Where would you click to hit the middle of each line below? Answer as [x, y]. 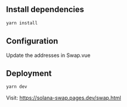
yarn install [22, 23]
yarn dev [17, 87]
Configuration [32, 41]
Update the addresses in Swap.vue [48, 55]
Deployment [29, 73]
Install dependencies [45, 10]
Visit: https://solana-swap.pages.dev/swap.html [63, 98]
